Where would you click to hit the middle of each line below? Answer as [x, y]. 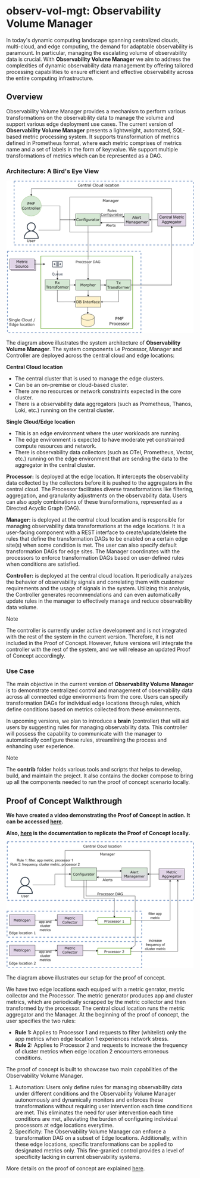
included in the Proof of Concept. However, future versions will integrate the [99, 643]
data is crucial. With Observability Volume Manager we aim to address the [98, 59]
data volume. [22, 607]
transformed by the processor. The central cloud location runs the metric [96, 1008]
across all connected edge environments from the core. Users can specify [97, 697]
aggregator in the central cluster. [55, 465]
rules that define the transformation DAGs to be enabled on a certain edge [97, 539]
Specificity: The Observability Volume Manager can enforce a [90, 1131]
